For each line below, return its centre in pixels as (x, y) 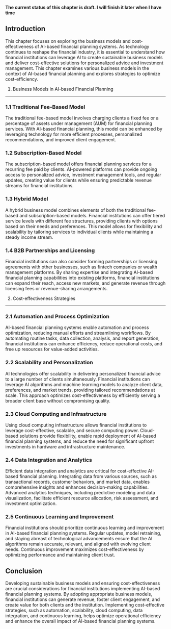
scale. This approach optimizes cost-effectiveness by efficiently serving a (83, 395)
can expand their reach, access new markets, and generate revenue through (85, 283)
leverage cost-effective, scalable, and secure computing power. (72, 430)
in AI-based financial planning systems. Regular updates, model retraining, (83, 533)
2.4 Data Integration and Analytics (49, 460)
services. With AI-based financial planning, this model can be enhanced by (84, 129)
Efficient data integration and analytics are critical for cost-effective (76, 471)
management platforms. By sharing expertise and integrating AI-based (79, 272)
